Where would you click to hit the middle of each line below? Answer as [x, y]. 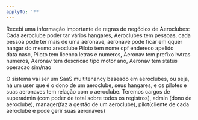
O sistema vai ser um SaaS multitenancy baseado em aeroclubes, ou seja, [98, 79]
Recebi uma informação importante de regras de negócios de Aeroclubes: [98, 29]
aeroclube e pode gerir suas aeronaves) [56, 110]
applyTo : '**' [24, 12]
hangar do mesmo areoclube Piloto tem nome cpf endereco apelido [90, 48]
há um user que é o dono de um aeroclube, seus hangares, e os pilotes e [97, 85]
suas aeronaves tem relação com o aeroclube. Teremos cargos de [88, 91]
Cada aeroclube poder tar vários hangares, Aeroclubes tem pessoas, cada [98, 35]
